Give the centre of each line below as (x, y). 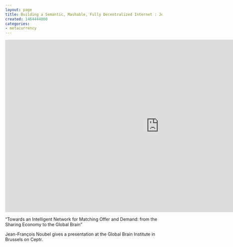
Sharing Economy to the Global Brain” (44, 225)
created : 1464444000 (27, 19)
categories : (17, 24)
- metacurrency (21, 28)
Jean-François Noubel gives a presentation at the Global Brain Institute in (80, 234)
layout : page (19, 10)
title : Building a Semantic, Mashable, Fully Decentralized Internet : (81, 14)
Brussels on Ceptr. (24, 240)
